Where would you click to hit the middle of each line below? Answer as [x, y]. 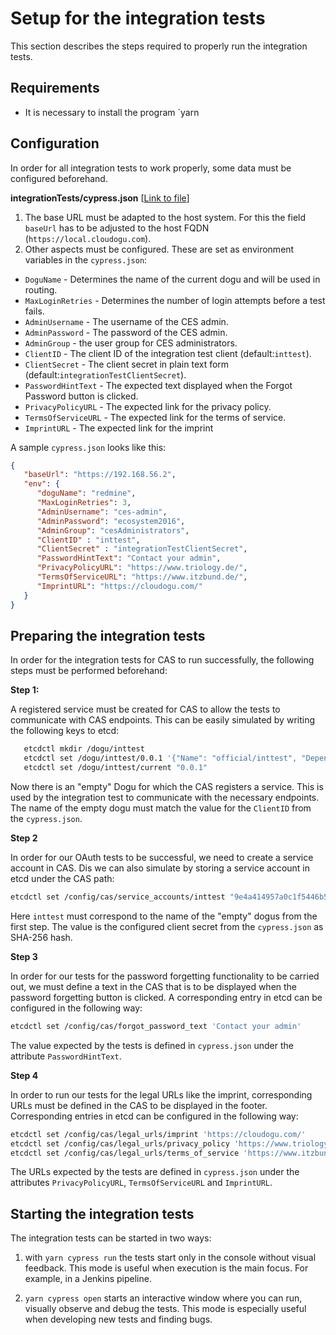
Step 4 [24, 1075]
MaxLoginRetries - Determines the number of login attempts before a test [175, 300]
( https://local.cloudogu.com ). [88, 238]
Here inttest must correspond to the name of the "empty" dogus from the [164, 916]
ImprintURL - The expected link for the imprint [119, 428]
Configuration [55, 143]
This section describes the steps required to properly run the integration [159, 46]
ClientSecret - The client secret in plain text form [127, 364]
